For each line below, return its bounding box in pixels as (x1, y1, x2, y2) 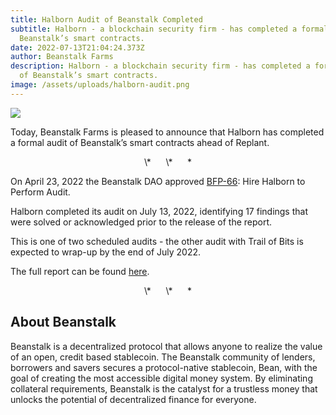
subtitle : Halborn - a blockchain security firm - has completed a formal (10, 24, 329, 34)
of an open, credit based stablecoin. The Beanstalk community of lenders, (10, 351, 316, 363)
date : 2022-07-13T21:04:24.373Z (10, 42, 145, 53)
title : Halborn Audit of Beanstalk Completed (10, 14, 203, 25)
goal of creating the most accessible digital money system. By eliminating (10, 372, 313, 384)
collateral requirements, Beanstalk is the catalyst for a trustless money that (10, 382, 318, 395)
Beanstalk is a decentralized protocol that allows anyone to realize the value (10, 340, 323, 352)
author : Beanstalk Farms (10, 52, 114, 62)
